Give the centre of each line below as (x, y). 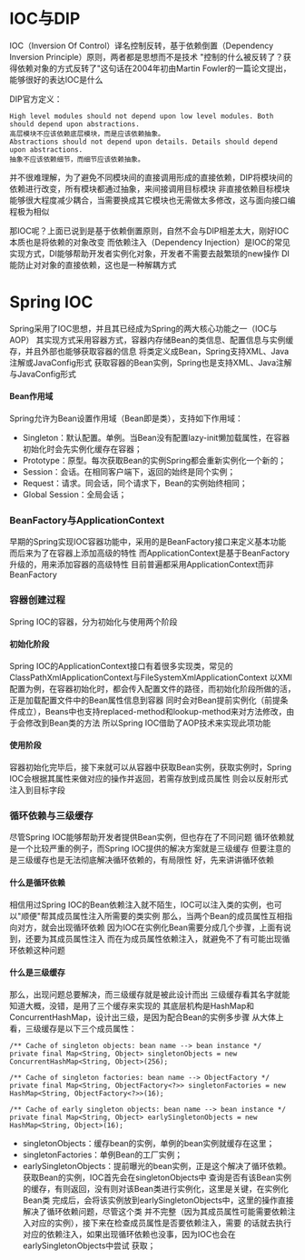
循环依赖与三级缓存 (51, 816)
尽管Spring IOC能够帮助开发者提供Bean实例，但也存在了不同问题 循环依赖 (148, 837)
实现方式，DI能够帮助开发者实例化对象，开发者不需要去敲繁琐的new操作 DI (150, 253)
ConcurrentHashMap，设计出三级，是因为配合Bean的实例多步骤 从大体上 (147, 1017)
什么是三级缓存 (37, 973)
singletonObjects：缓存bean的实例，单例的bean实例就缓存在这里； (148, 1143)
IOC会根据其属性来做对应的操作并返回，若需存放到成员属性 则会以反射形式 (149, 779)
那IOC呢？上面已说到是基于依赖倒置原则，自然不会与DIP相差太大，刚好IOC (149, 230)
